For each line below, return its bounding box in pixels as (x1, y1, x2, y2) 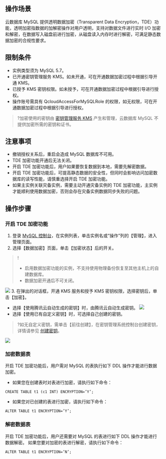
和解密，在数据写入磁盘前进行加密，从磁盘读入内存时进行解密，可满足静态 (5, 31, 157, 37)
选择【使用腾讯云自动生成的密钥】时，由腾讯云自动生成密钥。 (12, 305, 138, 311)
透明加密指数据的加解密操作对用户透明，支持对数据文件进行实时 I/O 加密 (13, 25, 161, 31)
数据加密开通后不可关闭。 (24, 278, 77, 284)
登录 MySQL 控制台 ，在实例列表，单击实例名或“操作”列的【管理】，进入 (12, 232, 157, 239)
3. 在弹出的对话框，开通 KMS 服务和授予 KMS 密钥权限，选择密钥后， (11, 288, 153, 294)
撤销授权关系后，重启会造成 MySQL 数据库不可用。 (12, 151, 117, 157)
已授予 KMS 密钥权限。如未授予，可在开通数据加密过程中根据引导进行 (12, 86, 155, 92)
